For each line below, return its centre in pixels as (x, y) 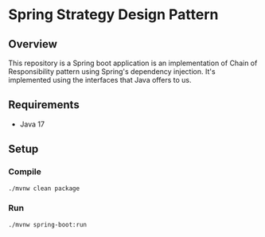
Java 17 (32, 124)
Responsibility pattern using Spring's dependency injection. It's (112, 72)
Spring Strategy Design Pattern (113, 15)
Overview (33, 44)
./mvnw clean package (44, 188)
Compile (25, 172)
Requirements (44, 105)
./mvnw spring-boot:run (48, 224)
